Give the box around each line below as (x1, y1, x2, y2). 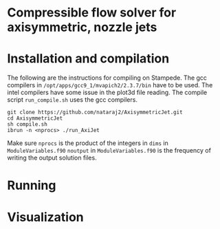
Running (7, 177, 56, 193)
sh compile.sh (7, 121, 48, 128)
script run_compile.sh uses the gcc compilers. (7, 96, 137, 104)
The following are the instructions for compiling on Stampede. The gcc (7, 74, 208, 82)
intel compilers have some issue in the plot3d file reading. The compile (7, 88, 208, 97)
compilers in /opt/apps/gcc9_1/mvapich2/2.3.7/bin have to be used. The (7, 81, 213, 89)
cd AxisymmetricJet (7, 115, 63, 122)
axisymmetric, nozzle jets (7, 19, 157, 35)
